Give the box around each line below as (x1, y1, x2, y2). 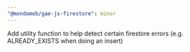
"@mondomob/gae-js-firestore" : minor (7, 10, 116, 17)
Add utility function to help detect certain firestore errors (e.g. (7, 29, 184, 37)
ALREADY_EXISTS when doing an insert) (7, 36, 123, 45)
